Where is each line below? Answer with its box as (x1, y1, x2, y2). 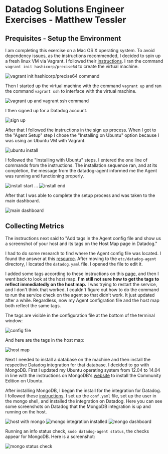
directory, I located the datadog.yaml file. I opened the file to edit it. (5, 261, 143, 267)
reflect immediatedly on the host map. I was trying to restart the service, (5, 281, 157, 287)
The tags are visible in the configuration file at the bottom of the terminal (5, 312, 155, 318)
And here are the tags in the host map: (5, 337, 85, 343)
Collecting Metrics (5, 222, 64, 231)
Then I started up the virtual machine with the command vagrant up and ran (5, 83, 162, 89)
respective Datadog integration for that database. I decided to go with (5, 362, 149, 368)
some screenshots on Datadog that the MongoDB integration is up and (5, 403, 151, 409)
